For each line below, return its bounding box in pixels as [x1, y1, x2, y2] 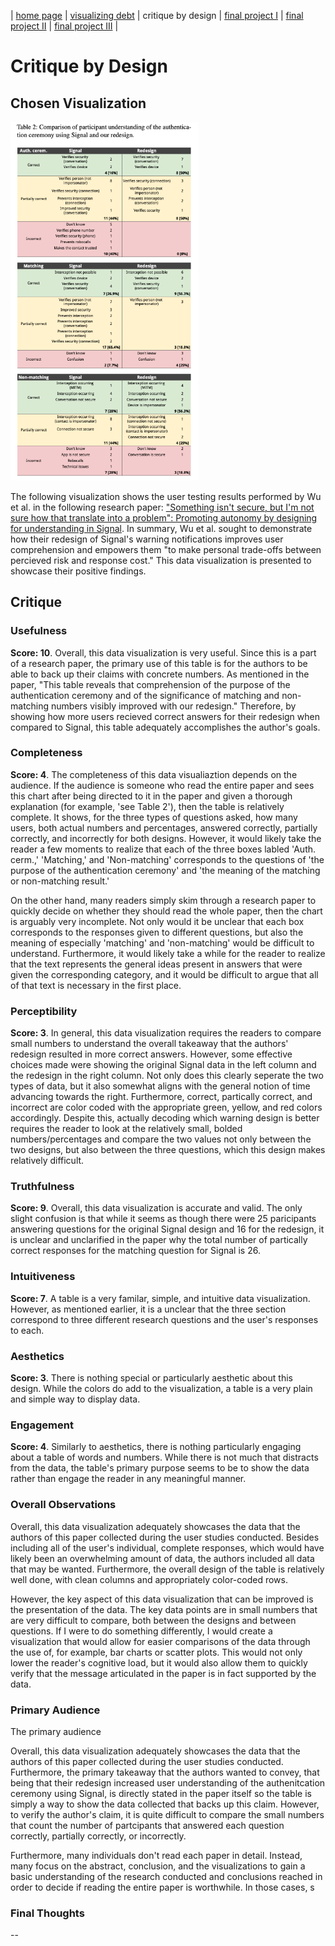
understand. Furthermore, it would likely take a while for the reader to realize [10, 947, 326, 959]
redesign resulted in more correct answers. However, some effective [10, 1048, 293, 1060]
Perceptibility [10, 1004, 78, 1018]
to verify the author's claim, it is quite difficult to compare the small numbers [10, 1808, 325, 1820]
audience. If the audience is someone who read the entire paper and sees [10, 779, 315, 791]
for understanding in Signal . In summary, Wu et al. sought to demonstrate [10, 522, 313, 534]
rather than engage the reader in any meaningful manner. [10, 1473, 247, 1485]
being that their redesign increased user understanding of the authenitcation [10, 1776, 326, 1789]
